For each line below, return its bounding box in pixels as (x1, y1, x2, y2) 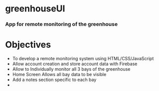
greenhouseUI (5, 3, 65, 14)
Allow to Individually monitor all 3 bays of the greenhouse (12, 66, 131, 72)
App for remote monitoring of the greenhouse (5, 21, 118, 28)
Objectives (5, 39, 51, 50)
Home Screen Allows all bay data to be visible (12, 72, 107, 78)
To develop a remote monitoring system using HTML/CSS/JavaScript (12, 56, 154, 62)
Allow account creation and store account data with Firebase (12, 61, 138, 67)
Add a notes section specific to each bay (12, 77, 97, 83)
